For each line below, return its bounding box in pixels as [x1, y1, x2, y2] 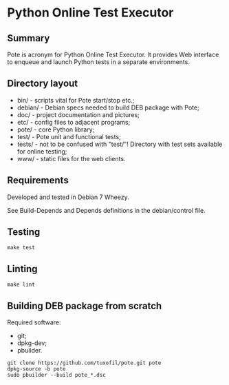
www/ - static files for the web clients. [17, 154, 126, 163]
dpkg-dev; [17, 339, 47, 347]
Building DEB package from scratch [7, 300, 162, 311]
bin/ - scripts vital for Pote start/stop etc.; [17, 96, 135, 104]
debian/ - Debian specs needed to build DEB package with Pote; [17, 103, 199, 112]
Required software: [7, 318, 61, 326]
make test [7, 244, 36, 251]
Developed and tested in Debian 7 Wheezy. [7, 193, 129, 201]
